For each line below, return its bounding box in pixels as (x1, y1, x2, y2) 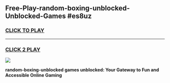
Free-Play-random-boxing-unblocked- (5, 4, 130, 13)
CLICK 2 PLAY (5, 46, 40, 53)
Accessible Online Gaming (5, 72, 62, 78)
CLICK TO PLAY (5, 27, 45, 34)
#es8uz (67, 12, 92, 21)
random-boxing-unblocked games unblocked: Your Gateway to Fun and (5, 66, 159, 72)
